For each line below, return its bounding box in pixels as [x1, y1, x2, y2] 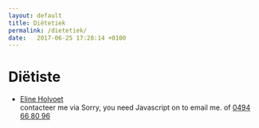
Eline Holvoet [19, 95, 64, 104]
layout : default [8, 11, 62, 20]
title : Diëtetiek [8, 19, 66, 27]
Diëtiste [8, 68, 61, 86]
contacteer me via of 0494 [19, 103, 251, 112]
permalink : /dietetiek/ [8, 26, 88, 34]
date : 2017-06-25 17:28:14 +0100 [8, 33, 127, 42]
